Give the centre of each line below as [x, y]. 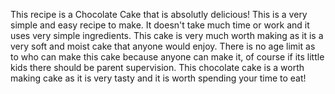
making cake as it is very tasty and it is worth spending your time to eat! [158, 78]
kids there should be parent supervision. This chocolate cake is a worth [157, 67]
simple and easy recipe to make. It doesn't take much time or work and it [160, 25]
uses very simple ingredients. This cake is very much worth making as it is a [167, 35]
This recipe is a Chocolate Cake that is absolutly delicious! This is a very [159, 14]
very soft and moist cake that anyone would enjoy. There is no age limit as [163, 46]
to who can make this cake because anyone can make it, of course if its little [167, 57]
